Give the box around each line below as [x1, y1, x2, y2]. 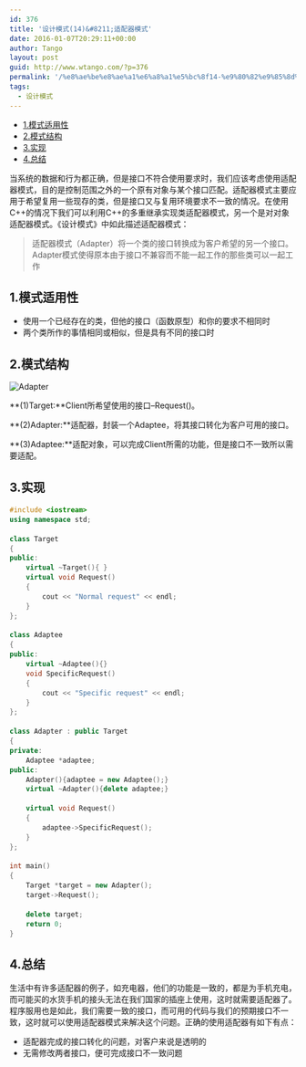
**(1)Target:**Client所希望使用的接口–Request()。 [9, 400, 200, 411]
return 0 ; [25, 919, 64, 928]
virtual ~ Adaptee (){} [25, 660, 107, 669]
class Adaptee [9, 631, 64, 640]
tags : [9, 82, 30, 91]
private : [9, 746, 43, 755]
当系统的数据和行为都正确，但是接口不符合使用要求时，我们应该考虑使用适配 [9, 173, 297, 183]
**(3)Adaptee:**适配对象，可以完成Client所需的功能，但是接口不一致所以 [9, 439, 286, 450]
